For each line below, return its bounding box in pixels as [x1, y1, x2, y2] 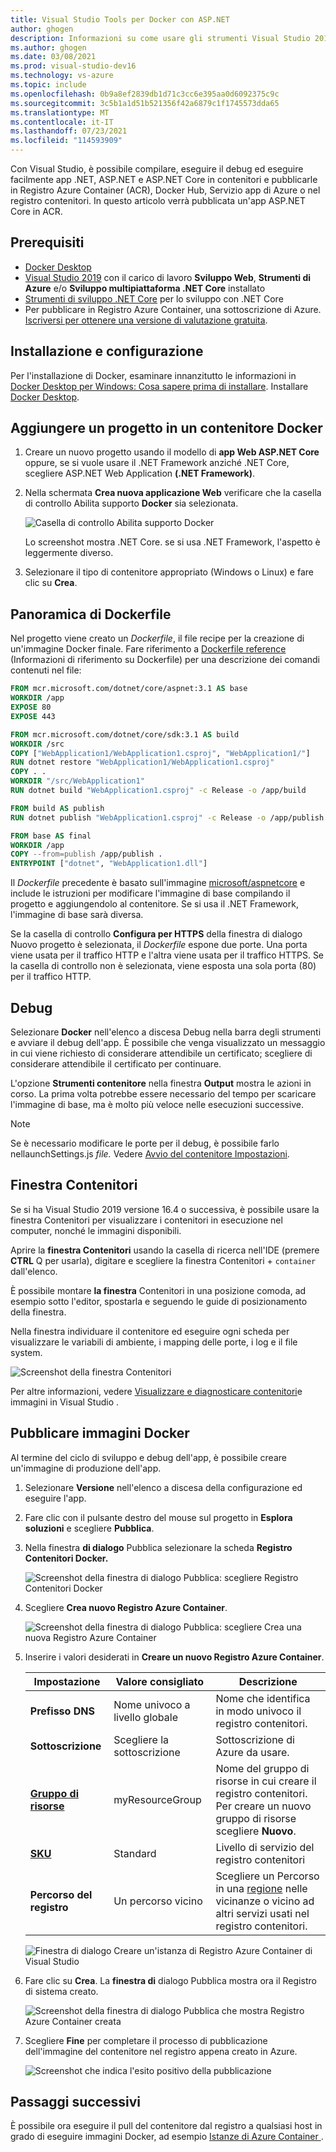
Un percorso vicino [113, 1894, 203, 1908]
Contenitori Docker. [24, 1552, 109, 1564]
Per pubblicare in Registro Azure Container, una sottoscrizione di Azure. [24, 303, 322, 315]
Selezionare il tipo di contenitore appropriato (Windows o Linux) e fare [24, 566, 314, 578]
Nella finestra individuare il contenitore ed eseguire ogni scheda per [10, 1325, 290, 1337]
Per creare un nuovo [215, 1799, 312, 1813]
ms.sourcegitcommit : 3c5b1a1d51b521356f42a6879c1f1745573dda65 [10, 98, 280, 108]
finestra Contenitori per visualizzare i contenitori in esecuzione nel [10, 1214, 283, 1226]
